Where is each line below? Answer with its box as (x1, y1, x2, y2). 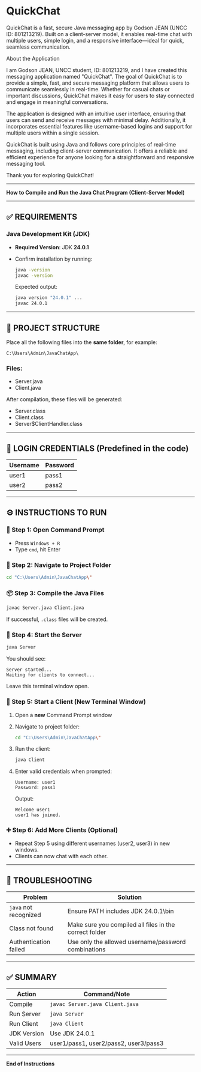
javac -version (14, 272, 53, 279)
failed (9, 945, 25, 954)
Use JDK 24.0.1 (50, 1029, 95, 1038)
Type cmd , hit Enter (14, 545, 61, 553)
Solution (117, 893, 142, 901)
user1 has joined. (14, 812, 61, 818)
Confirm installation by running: (14, 255, 93, 262)
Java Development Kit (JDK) (6, 230, 90, 238)
